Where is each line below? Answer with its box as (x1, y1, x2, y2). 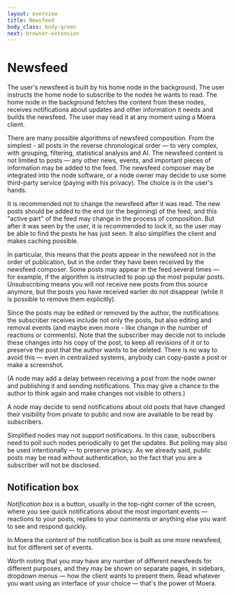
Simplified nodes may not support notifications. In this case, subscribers (7, 431, 216, 440)
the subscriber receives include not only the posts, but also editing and (7, 316, 212, 324)
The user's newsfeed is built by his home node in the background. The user (7, 83, 225, 92)
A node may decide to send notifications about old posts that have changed (7, 403, 226, 411)
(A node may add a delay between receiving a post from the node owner (7, 374, 217, 382)
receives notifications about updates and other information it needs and (7, 106, 214, 114)
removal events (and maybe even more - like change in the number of (7, 324, 208, 332)
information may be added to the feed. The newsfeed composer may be (7, 164, 214, 172)
